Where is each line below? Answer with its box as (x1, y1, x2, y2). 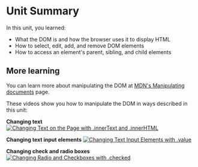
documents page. (6, 88, 50, 96)
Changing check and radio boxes (6, 147, 90, 154)
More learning (6, 66, 60, 76)
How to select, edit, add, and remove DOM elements (14, 42, 145, 49)
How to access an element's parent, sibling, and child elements (14, 48, 172, 55)
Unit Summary (6, 4, 80, 18)
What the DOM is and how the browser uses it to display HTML (14, 35, 171, 43)
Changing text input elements (6, 136, 82, 143)
